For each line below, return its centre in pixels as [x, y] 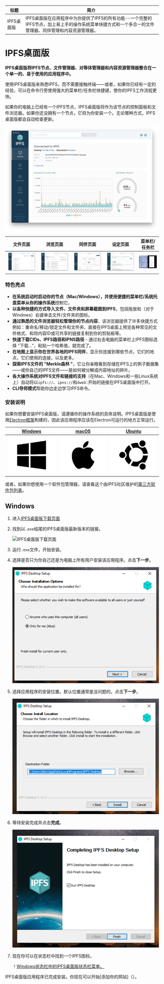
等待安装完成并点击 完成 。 [38, 822]
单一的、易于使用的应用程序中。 [41, 74]
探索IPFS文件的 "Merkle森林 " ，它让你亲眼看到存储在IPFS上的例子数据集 [85, 364]
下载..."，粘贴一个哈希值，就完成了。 [57, 345]
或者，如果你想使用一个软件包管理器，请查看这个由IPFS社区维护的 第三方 [78, 484]
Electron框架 [22, 420]
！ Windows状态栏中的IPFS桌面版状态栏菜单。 [58, 966]
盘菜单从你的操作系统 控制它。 [42, 303]
